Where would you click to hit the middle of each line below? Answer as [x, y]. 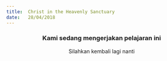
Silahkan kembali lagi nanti [102, 51]
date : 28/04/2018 [31, 17]
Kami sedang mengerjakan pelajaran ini [102, 38]
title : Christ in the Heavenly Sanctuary [61, 12]
